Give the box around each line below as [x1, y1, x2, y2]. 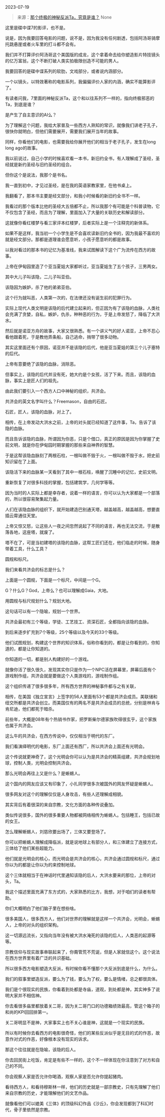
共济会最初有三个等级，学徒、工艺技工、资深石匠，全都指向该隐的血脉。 [5, 619, 151, 625]
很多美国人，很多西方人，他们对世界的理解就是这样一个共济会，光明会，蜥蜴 [5, 916, 160, 922]
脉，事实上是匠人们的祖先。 [5, 378, 61, 383]
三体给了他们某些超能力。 [5, 845, 57, 851]
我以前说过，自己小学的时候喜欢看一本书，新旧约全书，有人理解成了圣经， [5, 156, 156, 161]
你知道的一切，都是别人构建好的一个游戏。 [5, 656, 91, 662]
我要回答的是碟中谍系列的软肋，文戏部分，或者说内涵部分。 [5, 68, 126, 74]
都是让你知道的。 [18, 646, 53, 652]
